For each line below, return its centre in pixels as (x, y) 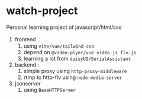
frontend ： (29, 39)
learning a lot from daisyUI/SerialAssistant (77, 58)
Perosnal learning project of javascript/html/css (64, 27)
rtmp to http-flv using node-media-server (73, 77)
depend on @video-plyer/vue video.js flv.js (80, 52)
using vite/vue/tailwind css (59, 46)
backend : (27, 65)
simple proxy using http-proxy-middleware (75, 71)
